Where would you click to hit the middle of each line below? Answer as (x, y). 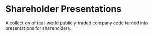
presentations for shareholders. (38, 28)
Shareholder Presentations (63, 9)
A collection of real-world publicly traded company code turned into (77, 23)
